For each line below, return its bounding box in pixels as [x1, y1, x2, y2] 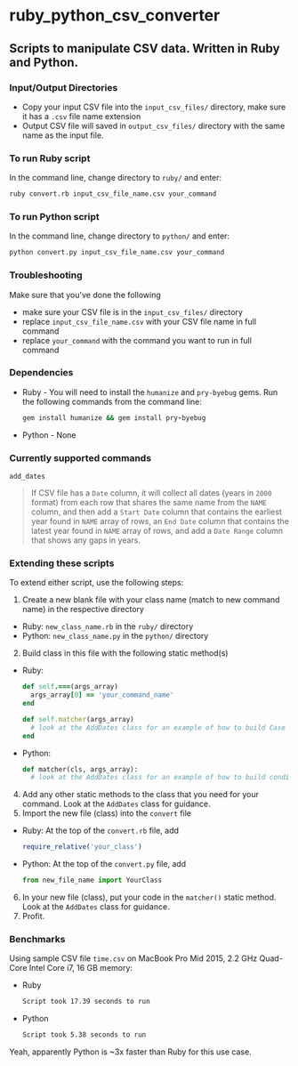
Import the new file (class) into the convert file [21, 808, 191, 819]
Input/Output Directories [9, 81, 118, 93]
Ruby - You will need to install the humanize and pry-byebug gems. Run [21, 386, 278, 397]
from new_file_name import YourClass [21, 876, 163, 885]
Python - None [21, 429, 77, 440]
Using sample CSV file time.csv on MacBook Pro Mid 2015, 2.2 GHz [9, 953, 258, 964]
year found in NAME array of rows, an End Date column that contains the [30, 515, 290, 526]
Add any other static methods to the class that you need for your [21, 789, 260, 800]
